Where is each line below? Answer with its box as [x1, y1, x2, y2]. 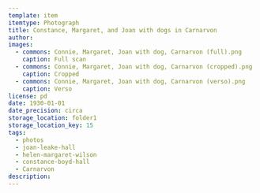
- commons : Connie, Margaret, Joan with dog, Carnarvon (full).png [15, 48, 243, 56]
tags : [8, 128, 26, 136]
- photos [15, 135, 44, 144]
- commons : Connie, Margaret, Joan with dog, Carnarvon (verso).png [15, 77, 246, 85]
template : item [8, 11, 58, 20]
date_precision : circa [8, 107, 83, 115]
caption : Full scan [22, 56, 87, 64]
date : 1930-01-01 [8, 99, 66, 107]
